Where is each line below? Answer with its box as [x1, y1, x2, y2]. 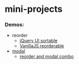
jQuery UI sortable [19, 38, 58, 44]
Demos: [5, 21, 25, 28]
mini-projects [5, 3, 63, 15]
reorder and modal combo [19, 54, 74, 60]
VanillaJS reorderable [19, 43, 64, 49]
